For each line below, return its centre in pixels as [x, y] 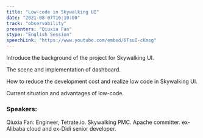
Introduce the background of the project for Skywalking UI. [80, 58]
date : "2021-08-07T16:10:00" [43, 18]
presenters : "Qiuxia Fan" [39, 29]
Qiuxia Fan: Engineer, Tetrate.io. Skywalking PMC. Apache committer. [94, 122]
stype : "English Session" [39, 35]
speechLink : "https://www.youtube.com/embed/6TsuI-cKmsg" [81, 40]
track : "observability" [37, 23]
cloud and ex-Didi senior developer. [71, 129]
